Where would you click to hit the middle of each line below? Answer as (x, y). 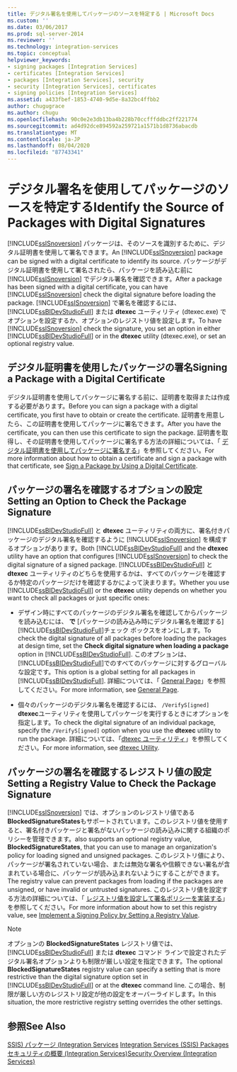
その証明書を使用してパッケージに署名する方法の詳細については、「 (123, 441)
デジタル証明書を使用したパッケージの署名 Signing (117, 368)
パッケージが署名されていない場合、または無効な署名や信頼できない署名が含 (119, 864)
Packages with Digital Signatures (106, 223)
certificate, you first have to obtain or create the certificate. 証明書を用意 (113, 415)
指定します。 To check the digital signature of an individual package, (116, 722)
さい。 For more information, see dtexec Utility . (92, 747)
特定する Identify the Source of (134, 207)
